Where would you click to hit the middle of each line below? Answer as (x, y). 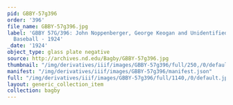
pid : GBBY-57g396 (32, 13)
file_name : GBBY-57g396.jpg (48, 26)
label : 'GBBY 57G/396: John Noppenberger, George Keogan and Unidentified (118, 33)
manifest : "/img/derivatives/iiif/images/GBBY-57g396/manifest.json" (110, 71)
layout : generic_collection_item (55, 84)
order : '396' (26, 20)
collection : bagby (34, 90)
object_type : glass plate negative (59, 52)
